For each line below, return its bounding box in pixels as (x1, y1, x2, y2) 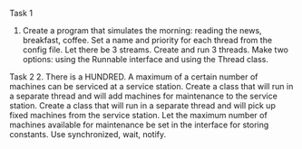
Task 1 (9, 8, 34, 18)
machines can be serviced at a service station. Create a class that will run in (9, 81, 294, 91)
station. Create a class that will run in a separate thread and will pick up (9, 100, 277, 111)
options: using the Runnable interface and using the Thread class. (22, 54, 269, 64)
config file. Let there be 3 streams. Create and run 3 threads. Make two (22, 44, 288, 55)
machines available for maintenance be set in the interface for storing (9, 119, 269, 130)
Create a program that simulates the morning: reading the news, (22, 25, 262, 35)
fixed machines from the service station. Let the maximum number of (9, 110, 268, 120)
